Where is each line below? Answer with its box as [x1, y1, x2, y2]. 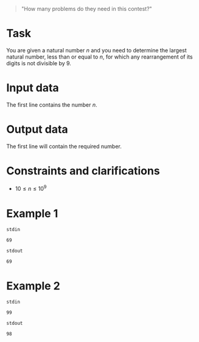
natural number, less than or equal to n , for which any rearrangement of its [6, 53, 193, 60]
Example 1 [6, 207, 58, 220]
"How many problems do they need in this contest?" [21, 5, 152, 12]
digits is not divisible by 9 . [6, 59, 72, 66]
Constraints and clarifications [6, 164, 160, 177]
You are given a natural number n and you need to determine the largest [6, 46, 187, 54]
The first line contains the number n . [6, 101, 97, 109]
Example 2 [6, 279, 61, 293]
